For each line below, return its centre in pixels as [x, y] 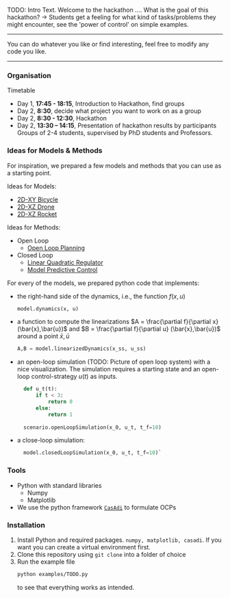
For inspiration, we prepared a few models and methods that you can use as [114, 165]
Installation [26, 525]
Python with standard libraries [59, 485]
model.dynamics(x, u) [48, 309]
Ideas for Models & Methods [55, 151]
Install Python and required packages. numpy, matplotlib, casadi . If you [119, 540]
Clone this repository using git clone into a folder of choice [101, 554]
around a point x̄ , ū [43, 336]
